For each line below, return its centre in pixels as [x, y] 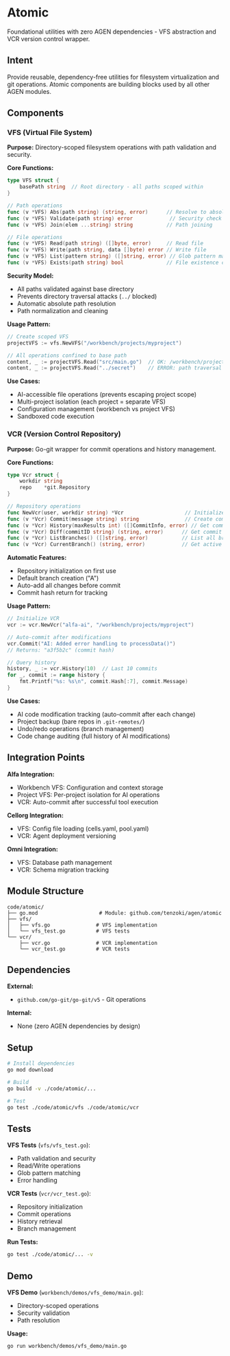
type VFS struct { [33, 181]
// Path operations [35, 206]
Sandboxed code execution [55, 417]
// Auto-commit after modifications [59, 637]
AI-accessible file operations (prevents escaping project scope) [107, 395]
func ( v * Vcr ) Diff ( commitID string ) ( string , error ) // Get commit [115, 532]
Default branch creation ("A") [58, 578]
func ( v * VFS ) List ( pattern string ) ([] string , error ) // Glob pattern [111, 256]
